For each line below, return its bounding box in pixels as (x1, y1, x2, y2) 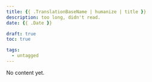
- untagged (11, 53, 39, 59)
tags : (6, 47, 20, 53)
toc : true (6, 37, 31, 42)
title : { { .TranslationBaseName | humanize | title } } (6, 8, 147, 15)
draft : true (6, 31, 36, 37)
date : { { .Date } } (6, 20, 52, 26)
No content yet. (6, 69, 45, 76)
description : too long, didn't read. (6, 14, 101, 20)
